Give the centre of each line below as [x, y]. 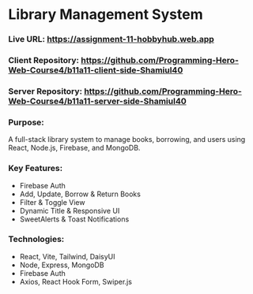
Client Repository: [44, 61]
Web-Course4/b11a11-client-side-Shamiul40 [96, 70]
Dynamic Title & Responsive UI [70, 210]
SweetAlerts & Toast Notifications [74, 219]
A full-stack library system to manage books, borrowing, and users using [127, 140]
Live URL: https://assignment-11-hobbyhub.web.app [111, 39]
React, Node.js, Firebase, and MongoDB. [74, 148]
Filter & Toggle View [52, 202]
